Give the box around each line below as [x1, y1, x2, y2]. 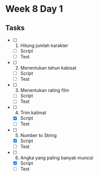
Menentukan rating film [20, 87, 69, 94]
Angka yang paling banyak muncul [20, 155, 93, 161]
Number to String [20, 132, 57, 138]
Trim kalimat [20, 109, 46, 116]
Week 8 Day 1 [5, 3, 63, 15]
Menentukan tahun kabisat [20, 65, 77, 71]
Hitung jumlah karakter [20, 42, 68, 49]
